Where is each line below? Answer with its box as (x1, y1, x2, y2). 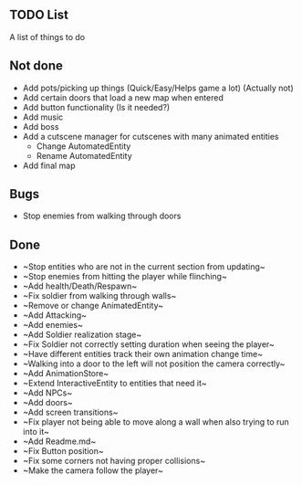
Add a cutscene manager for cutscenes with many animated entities (22, 131, 279, 142)
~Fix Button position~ (22, 446, 105, 457)
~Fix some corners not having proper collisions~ (22, 456, 206, 467)
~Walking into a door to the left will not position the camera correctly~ (22, 358, 286, 369)
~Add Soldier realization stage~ (22, 329, 142, 341)
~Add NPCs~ (22, 387, 73, 398)
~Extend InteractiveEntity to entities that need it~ (22, 378, 207, 389)
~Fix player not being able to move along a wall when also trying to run (22, 416, 289, 427)
